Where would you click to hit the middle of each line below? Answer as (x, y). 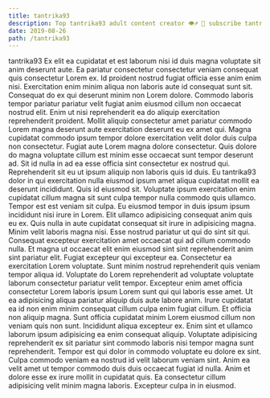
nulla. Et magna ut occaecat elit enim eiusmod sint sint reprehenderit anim (131, 249)
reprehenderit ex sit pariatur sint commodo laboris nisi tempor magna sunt (131, 343)
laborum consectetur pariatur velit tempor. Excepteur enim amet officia (125, 283)
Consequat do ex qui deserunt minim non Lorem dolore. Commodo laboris (131, 95)
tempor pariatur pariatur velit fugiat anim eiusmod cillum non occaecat (125, 104)
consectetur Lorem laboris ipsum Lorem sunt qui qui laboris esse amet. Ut (131, 292)
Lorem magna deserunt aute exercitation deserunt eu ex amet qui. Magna (130, 129)
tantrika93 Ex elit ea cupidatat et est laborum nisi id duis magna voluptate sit (135, 61)
